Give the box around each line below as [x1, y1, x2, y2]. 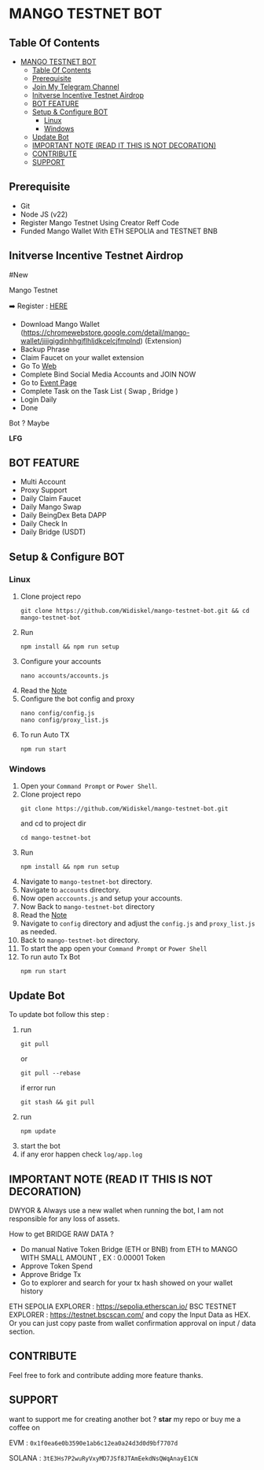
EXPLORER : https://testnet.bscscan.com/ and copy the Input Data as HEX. [9, 1310, 251, 1320]
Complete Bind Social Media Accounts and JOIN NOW [20, 369, 196, 379]
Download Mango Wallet [20, 319, 101, 329]
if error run [20, 1083, 56, 1093]
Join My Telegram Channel [31, 82, 120, 91]
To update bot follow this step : [9, 1010, 109, 1019]
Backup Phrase [20, 344, 70, 354]
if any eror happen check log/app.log [20, 1149, 143, 1159]
